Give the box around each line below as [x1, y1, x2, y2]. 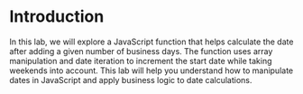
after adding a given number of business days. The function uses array [9, 45, 273, 56]
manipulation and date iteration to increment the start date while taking [9, 55, 272, 66]
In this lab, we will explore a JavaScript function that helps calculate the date [9, 36, 294, 47]
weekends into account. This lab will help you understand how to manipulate [9, 65, 294, 76]
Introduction [9, 6, 105, 27]
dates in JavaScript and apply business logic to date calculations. [9, 74, 252, 85]
